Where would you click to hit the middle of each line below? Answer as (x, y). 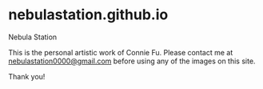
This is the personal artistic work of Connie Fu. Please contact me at (121, 52)
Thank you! (27, 76)
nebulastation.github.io (88, 15)
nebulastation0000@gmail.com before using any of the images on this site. (132, 61)
